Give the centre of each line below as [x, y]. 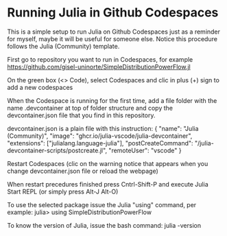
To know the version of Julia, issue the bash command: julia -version [104, 225]
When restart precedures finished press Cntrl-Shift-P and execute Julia [108, 184]
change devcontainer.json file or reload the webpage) [83, 171]
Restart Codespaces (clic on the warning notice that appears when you [108, 163]
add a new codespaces [40, 87]
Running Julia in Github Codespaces [113, 13]
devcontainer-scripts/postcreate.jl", [57, 150]
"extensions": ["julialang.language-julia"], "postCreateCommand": [100, 143]
